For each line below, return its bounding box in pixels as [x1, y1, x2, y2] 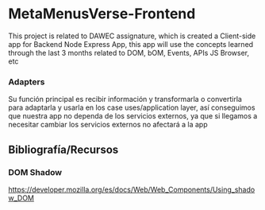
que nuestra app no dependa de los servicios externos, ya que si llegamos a [8, 111, 258, 121]
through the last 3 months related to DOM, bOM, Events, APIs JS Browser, [8, 48, 250, 57]
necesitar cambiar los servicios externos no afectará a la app [8, 120, 208, 130]
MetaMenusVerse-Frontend [8, 5, 196, 23]
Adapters [8, 76, 45, 87]
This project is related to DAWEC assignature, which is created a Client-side [8, 31, 256, 41]
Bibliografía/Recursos [8, 142, 119, 156]
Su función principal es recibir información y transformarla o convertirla [8, 95, 242, 104]
